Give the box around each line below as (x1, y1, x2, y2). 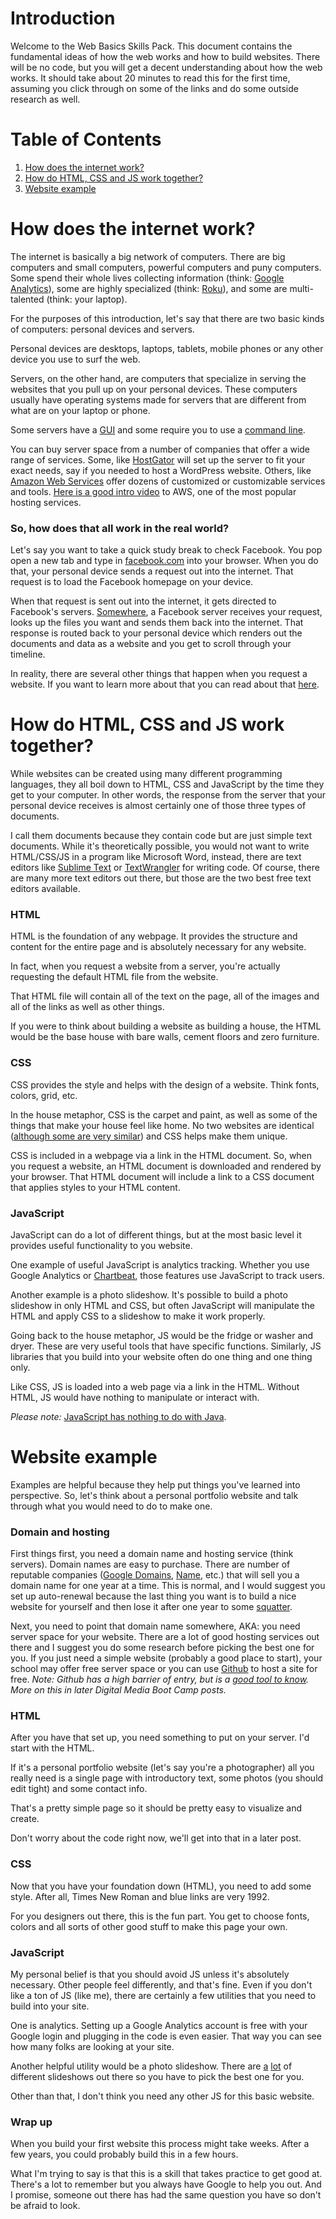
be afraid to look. (10, 2200, 81, 2212)
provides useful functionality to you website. (10, 1239, 193, 1251)
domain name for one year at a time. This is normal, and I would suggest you (10, 1580, 326, 1592)
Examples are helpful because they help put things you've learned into (10, 1478, 301, 1491)
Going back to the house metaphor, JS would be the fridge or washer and (10, 1329, 314, 1341)
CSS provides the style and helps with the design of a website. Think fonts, (10, 1078, 320, 1091)
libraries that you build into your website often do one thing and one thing (10, 1350, 313, 1362)
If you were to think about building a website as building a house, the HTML (10, 1020, 322, 1032)
